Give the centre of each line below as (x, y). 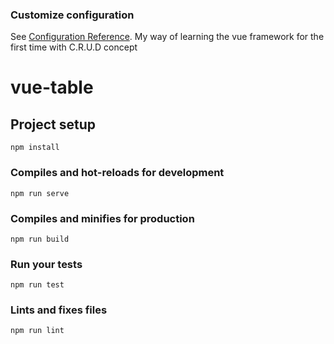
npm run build (40, 239)
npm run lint (37, 331)
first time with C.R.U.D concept (74, 47)
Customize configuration (72, 15)
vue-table (52, 87)
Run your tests (46, 264)
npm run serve (40, 193)
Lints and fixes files (59, 310)
